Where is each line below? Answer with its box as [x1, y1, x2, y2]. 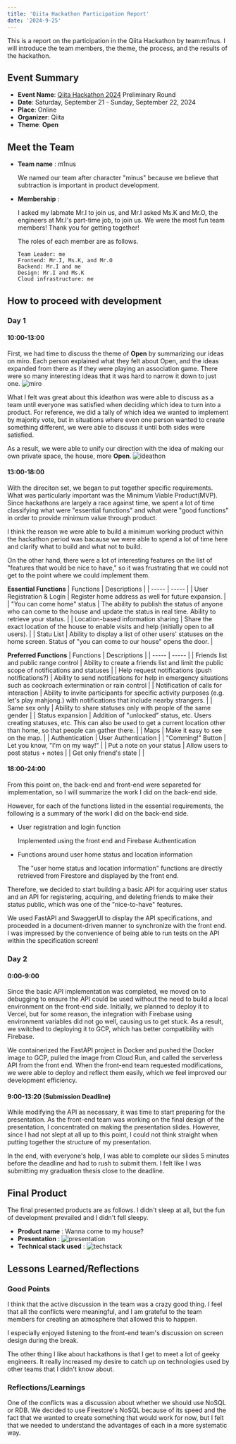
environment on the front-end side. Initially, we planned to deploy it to [7, 1002, 209, 1011]
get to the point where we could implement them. [7, 570, 150, 580]
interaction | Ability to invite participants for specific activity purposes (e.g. [7, 688, 224, 697]
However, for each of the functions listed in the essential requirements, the [7, 802, 224, 810]
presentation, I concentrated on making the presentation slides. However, [7, 1123, 221, 1132]
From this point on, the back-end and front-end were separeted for [7, 780, 201, 789]
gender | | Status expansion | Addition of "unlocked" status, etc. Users [7, 711, 212, 720]
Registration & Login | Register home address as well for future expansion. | [7, 592, 227, 601]
